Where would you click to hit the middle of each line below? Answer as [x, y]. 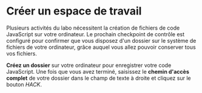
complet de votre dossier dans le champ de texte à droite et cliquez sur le [99, 78]
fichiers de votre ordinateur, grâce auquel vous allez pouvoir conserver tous [101, 47]
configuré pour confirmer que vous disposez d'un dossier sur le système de [101, 40]
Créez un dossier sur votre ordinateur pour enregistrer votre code [89, 65]
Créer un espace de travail [74, 11]
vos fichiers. [22, 53]
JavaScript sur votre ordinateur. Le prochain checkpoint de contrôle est [96, 34]
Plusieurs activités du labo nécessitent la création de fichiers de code [93, 28]
